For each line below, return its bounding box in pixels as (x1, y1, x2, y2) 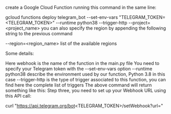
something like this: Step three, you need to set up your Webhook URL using (5, 87, 166, 94)
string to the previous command (5, 31, 73, 36)
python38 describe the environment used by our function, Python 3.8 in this (5, 71, 165, 77)
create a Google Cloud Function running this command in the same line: (5, 5, 157, 10)
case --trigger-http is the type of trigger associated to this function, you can (5, 77, 166, 82)
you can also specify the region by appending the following (41, 25, 166, 31)
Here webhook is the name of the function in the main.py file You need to (5, 60, 160, 66)
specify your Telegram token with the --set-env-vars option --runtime (5, 66, 153, 72)
